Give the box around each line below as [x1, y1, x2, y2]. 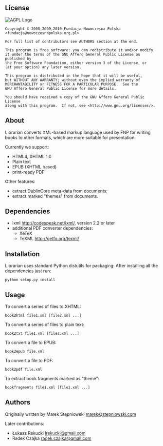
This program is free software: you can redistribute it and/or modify [5, 47, 153, 53]
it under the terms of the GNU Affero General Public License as [5, 52, 140, 57]
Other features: [5, 178, 36, 184]
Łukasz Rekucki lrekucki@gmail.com [12, 430, 86, 436]
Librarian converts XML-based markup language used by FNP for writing [5, 129, 151, 135]
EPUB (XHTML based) [12, 163, 57, 170]
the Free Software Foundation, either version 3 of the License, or [5, 61, 147, 65]
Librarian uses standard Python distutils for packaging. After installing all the [5, 263, 158, 269]
